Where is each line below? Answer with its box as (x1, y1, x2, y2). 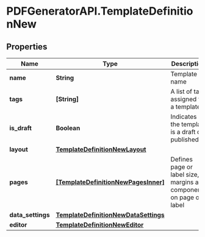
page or (170, 163, 193, 171)
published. (170, 135, 201, 144)
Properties (6, 41, 48, 52)
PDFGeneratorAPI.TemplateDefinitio (6, 4, 193, 18)
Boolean (56, 124, 81, 132)
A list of (170, 87, 193, 96)
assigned (170, 95, 197, 103)
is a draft (170, 128, 196, 136)
